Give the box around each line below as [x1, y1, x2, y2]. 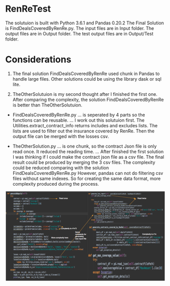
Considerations [5, 54, 72, 65]
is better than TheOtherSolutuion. [12, 102, 82, 108]
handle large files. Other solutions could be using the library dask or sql [12, 76, 162, 82]
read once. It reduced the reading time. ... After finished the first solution [12, 148, 164, 155]
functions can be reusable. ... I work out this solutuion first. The [12, 117, 145, 123]
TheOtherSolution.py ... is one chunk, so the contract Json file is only [12, 143, 157, 149]
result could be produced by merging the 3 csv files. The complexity [12, 159, 155, 165]
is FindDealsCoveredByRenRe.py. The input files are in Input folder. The [5, 25, 154, 31]
